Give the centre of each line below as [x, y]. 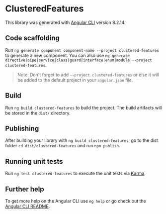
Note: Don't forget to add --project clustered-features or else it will [88, 75]
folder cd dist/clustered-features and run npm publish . [63, 146]
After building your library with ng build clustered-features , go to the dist [82, 140]
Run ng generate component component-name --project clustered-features [82, 50]
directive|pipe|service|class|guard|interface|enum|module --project [79, 60]
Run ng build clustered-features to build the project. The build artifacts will [83, 107]
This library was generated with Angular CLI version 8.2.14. [65, 22]
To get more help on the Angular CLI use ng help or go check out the [76, 201]
